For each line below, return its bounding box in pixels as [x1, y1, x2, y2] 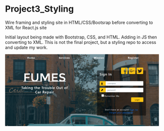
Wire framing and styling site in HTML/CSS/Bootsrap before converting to [5, 19, 153, 25]
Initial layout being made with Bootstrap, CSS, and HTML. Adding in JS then [5, 34, 157, 40]
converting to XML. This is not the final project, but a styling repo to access [5, 39, 156, 45]
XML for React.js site [5, 24, 47, 30]
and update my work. [5, 44, 48, 50]
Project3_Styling [5, 3, 74, 15]
